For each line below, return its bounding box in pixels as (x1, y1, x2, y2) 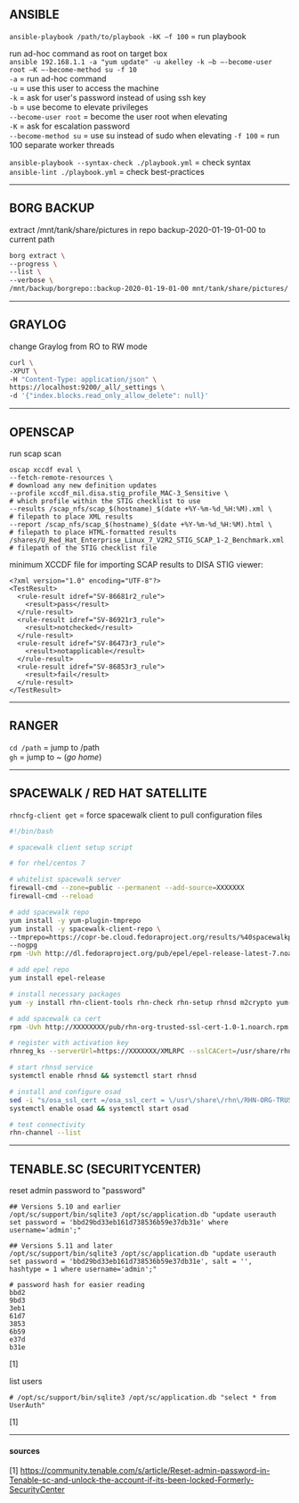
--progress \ (9, 259, 58, 269)
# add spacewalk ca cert (9, 1014, 101, 1023)
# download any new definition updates (9, 481, 158, 490)
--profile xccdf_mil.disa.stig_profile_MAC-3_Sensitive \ (9, 489, 229, 498)
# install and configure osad (9, 1087, 122, 1096)
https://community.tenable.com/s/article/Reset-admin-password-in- (20, 1466, 271, 1476)
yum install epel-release (9, 974, 105, 983)
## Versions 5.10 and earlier (9, 1202, 122, 1212)
